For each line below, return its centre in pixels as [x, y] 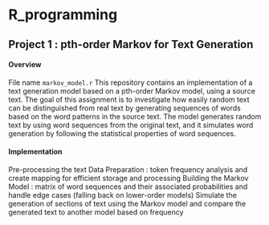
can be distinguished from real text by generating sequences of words [124, 108]
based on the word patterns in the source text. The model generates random [135, 116]
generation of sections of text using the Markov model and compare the [127, 203]
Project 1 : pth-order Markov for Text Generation [131, 44]
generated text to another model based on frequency [96, 212]
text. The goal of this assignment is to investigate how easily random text [129, 99]
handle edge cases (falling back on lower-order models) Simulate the [122, 195]
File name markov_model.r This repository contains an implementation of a [130, 82]
